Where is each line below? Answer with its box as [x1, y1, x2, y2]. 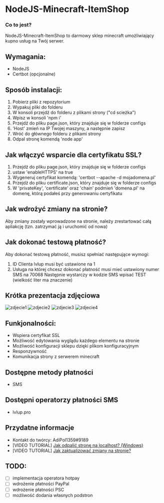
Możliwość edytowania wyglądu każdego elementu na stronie [12, 337, 140, 343]
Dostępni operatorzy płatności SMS [5, 396, 118, 404]
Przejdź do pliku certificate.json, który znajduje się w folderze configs [12, 179, 156, 185]
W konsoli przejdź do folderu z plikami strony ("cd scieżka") [12, 109, 136, 115]
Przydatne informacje [5, 423, 74, 432]
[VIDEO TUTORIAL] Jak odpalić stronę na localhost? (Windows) [12, 442, 143, 448]
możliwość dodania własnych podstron [12, 492, 93, 498]
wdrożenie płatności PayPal [12, 481, 69, 487]
